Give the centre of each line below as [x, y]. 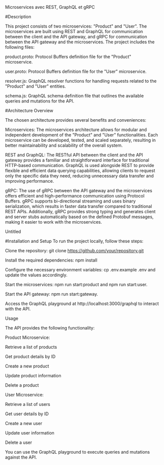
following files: [20, 47]
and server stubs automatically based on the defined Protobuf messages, [79, 217]
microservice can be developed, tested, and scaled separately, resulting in [81, 140]
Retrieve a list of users [28, 404]
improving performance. [29, 181]
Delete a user [19, 442]
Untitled [13, 232]
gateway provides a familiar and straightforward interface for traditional [77, 160]
